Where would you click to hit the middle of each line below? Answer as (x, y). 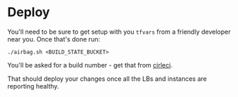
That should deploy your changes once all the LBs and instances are (107, 79)
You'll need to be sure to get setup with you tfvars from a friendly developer (119, 32)
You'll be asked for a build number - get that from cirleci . (90, 65)
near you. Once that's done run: (54, 39)
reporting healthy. (33, 86)
